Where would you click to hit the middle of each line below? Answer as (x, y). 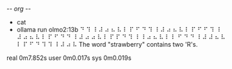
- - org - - (19, 9)
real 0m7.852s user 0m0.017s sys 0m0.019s (69, 58)
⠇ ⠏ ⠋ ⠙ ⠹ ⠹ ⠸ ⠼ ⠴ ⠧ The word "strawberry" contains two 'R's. (107, 44)
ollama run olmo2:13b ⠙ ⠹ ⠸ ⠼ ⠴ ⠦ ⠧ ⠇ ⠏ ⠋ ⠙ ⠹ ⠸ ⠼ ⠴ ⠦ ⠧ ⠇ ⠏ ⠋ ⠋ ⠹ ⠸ (118, 30)
